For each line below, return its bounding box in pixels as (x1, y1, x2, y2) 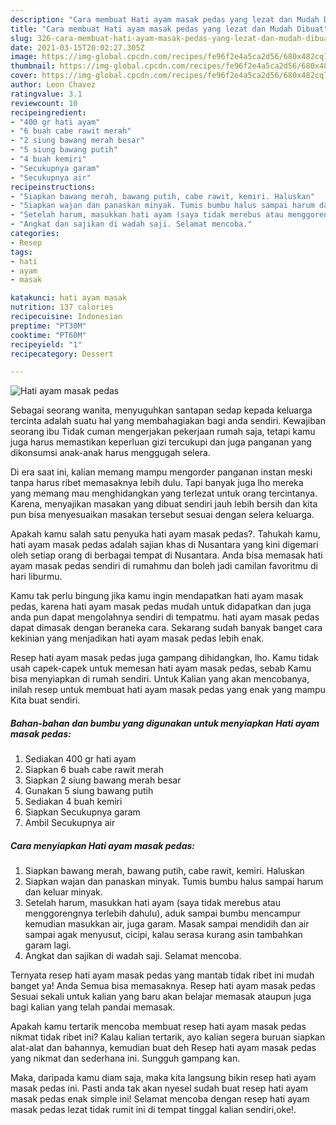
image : (10, 52, 38, 62)
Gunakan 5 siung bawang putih (24, 785, 154, 797)
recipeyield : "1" (10, 339, 83, 350)
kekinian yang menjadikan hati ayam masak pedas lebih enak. (10, 632, 265, 645)
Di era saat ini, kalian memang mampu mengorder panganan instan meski (10, 466, 313, 478)
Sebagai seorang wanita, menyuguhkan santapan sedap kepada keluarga (10, 404, 313, 416)
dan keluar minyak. (24, 886, 103, 898)
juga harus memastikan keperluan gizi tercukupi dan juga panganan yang (10, 436, 312, 448)
